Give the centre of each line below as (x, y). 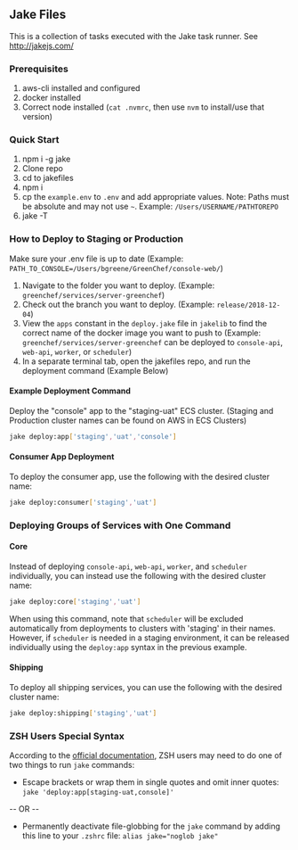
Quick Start (34, 140)
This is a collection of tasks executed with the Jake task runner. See (133, 36)
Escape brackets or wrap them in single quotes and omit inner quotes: (150, 782)
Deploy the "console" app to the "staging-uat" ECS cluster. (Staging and (141, 410)
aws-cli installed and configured (81, 88)
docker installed (52, 98)
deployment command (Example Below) (95, 370)
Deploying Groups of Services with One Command (120, 525)
